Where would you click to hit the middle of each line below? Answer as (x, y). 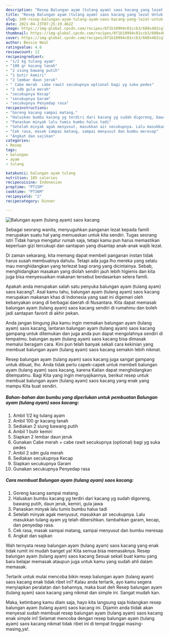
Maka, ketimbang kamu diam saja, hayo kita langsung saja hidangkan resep (84, 602)
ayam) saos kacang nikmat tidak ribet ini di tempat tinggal (65, 623)
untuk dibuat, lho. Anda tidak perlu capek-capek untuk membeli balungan (81, 364)
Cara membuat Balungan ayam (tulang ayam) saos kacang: (70, 480)
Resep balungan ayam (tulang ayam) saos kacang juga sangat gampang (80, 359)
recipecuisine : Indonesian (34, 182)
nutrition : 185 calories (32, 178)
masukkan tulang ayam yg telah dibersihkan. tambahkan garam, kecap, (86, 519)
